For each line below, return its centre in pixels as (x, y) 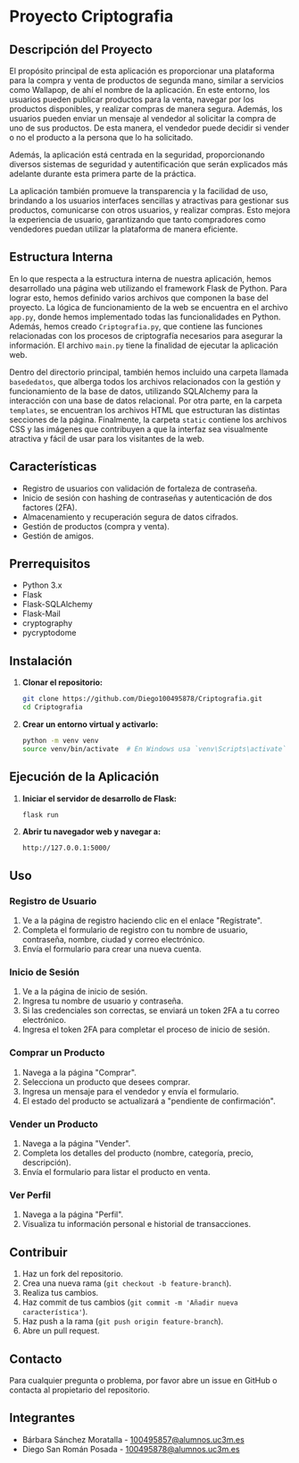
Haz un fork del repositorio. (72, 1274)
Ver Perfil (30, 1195)
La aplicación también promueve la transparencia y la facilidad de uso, (139, 191)
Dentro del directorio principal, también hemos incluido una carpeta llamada (149, 372)
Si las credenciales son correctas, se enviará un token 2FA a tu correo (151, 1011)
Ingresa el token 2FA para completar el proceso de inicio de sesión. (146, 1029)
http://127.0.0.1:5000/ (66, 848)
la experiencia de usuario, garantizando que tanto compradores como (137, 220)
